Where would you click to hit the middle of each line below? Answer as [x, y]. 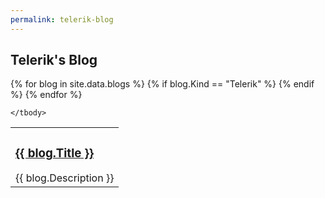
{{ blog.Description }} [65, 178]
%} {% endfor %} [46, 95]
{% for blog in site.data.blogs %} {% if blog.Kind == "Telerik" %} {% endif [162, 84]
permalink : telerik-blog [62, 19]
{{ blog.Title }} [55, 153]
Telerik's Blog [54, 60]
